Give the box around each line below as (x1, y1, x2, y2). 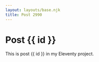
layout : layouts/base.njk (5, 7, 60, 13)
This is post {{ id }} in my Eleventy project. (5, 51, 94, 57)
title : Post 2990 (5, 12, 42, 17)
